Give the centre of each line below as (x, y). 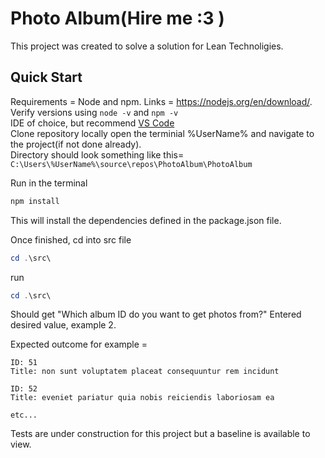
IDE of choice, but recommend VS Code (92, 123)
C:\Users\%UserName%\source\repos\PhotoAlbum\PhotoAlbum (131, 164)
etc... (24, 415)
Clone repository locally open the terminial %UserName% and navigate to (162, 133)
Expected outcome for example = (79, 344)
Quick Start (46, 77)
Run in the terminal (49, 183)
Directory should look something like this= (97, 154)
